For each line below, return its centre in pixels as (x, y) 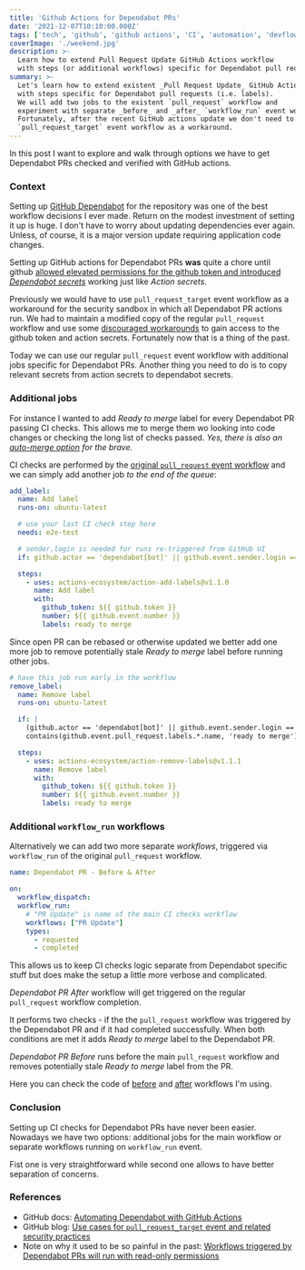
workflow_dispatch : (54, 898)
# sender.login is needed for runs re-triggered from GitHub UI (142, 549)
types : (38, 931)
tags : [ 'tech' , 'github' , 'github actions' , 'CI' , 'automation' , (136, 34)
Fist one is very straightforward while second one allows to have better (142, 1164)
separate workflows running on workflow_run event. (106, 1147)
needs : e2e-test (48, 533)
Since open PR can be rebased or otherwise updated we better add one (144, 642)
